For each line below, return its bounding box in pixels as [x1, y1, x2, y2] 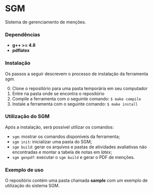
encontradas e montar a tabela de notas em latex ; [12, 149, 112, 155]
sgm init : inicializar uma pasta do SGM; [12, 138, 92, 144]
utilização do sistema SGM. [5, 183, 60, 189]
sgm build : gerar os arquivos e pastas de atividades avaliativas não [12, 144, 147, 150]
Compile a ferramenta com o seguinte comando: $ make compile [12, 96, 141, 101]
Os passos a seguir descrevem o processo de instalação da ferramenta [5, 71, 149, 77]
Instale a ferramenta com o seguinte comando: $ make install [12, 101, 138, 107]
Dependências [5, 31, 40, 38]
